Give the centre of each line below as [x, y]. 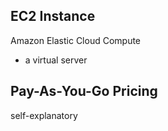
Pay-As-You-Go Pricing [84, 91]
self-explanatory [44, 115]
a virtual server [56, 60]
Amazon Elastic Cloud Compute [76, 40]
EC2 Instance [53, 16]
